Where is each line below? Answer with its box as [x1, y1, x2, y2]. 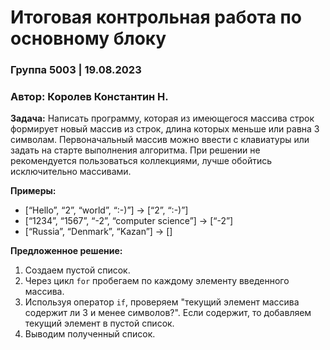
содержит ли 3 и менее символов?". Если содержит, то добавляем [24, 307, 312, 319]
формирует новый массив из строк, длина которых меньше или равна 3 [10, 123, 320, 135]
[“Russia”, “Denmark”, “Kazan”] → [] [24, 226, 173, 238]
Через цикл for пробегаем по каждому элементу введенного [24, 275, 290, 287]
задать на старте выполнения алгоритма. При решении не [10, 144, 261, 156]
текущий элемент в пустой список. [24, 317, 175, 330]
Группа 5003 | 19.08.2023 [10, 63, 142, 77]
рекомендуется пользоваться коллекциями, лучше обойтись [10, 155, 273, 167]
